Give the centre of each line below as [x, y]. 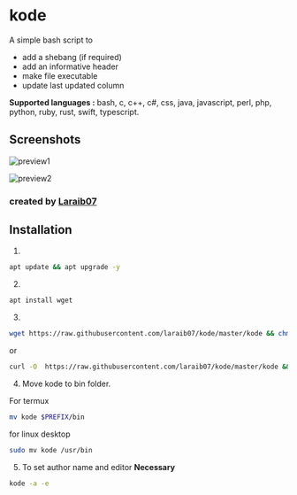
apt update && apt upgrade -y [65, 267]
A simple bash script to [51, 40]
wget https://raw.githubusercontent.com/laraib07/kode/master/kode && [142, 334]
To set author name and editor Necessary [98, 467]
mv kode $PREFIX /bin [47, 417]
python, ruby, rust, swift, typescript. [74, 112]
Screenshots [45, 139]
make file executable [60, 75]
